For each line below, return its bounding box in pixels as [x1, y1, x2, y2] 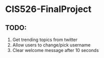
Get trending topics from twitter [12, 36, 77, 42]
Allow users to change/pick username [12, 42, 91, 48]
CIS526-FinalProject [5, 3, 91, 15]
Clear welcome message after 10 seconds [12, 47, 99, 53]
